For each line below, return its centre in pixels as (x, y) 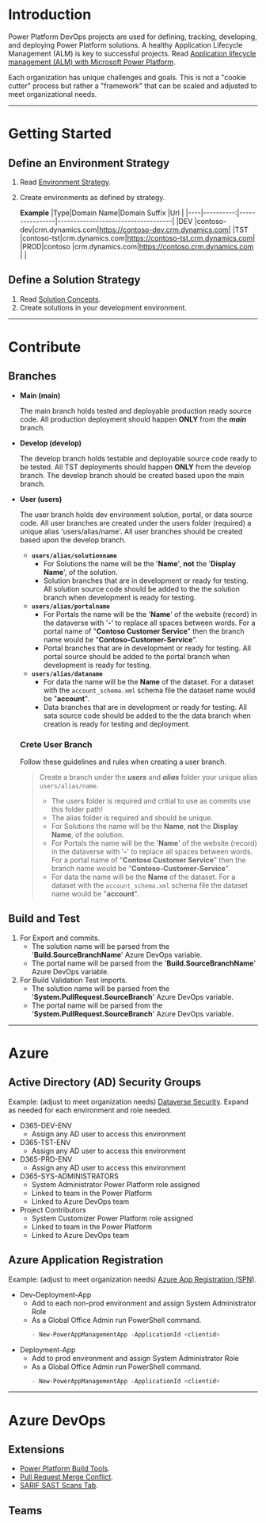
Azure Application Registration (86, 1260)
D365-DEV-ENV (46, 1125)
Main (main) (40, 395)
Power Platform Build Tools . (65, 1469)
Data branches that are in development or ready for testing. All (145, 707)
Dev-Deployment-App (55, 1294)
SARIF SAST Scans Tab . (59, 1486)
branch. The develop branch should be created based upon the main (132, 475)
